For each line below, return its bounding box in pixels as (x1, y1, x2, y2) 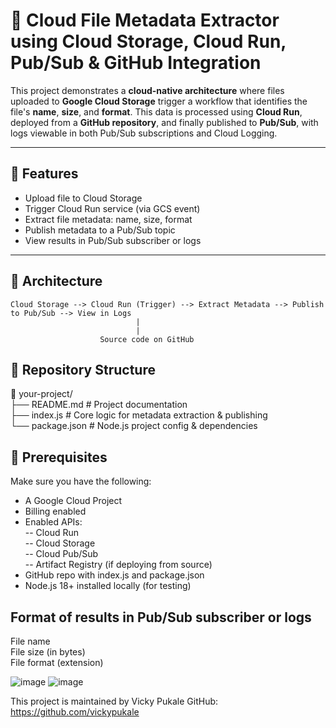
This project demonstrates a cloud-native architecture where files (10, 84, 285, 96)
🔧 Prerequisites (10, 449, 108, 466)
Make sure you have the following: (10, 475, 152, 488)
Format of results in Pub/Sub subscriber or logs (10, 609, 312, 626)
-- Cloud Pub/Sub (24, 548, 99, 560)
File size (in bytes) (10, 646, 86, 658)
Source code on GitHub (99, 334, 195, 344)
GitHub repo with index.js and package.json (24, 569, 205, 581)
